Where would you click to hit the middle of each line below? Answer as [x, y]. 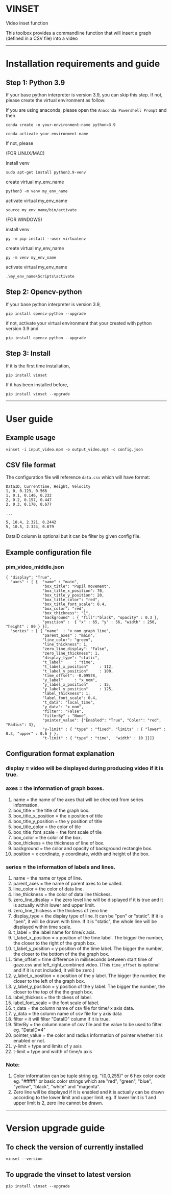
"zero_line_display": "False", [76, 649]
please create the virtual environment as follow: [56, 100]
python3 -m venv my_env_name [37, 191]
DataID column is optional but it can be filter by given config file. [73, 536]
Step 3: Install [28, 353]
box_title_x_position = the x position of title [58, 816]
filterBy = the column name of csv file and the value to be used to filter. [88, 1024]
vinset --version [24, 1159]
